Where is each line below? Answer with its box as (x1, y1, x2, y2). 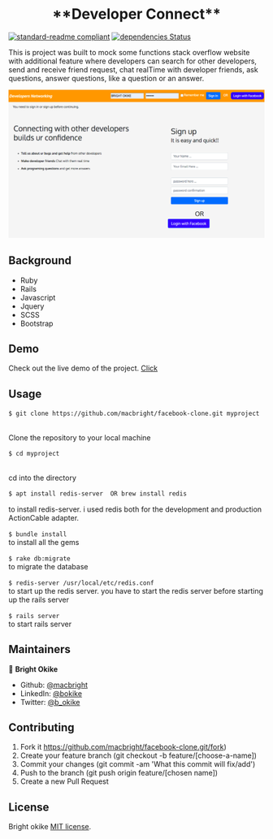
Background (8, 253, 71, 268)
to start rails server (8, 619, 71, 629)
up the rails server (8, 595, 70, 604)
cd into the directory (8, 473, 77, 482)
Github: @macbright (19, 680, 88, 690)
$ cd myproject (8, 450, 60, 458)
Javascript (19, 292, 56, 302)
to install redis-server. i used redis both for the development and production (8, 504, 262, 514)
